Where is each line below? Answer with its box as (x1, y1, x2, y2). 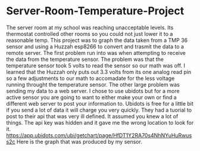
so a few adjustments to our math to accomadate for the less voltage (6, 75, 175, 82)
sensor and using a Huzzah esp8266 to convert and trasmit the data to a (6, 43, 185, 50)
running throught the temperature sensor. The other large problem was (6, 81, 180, 88)
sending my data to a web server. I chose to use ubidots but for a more (6, 87, 180, 94)
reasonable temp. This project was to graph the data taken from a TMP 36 (6, 36, 188, 44)
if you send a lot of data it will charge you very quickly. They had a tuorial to (6, 106, 192, 113)
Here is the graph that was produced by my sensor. (16, 138, 143, 145)
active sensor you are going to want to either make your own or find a (6, 94, 177, 101)
